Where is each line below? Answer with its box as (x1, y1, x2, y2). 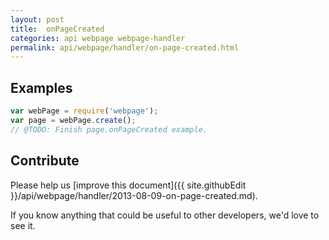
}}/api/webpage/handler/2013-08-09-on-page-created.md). (10, 189, 258, 201)
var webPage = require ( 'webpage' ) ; (10, 106, 159, 116)
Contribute (10, 152, 80, 170)
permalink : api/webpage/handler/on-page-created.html (10, 42, 240, 53)
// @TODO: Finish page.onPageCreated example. (10, 124, 208, 135)
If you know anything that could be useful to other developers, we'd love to (10, 209, 320, 221)
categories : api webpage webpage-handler (10, 33, 186, 43)
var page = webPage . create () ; (10, 115, 137, 125)
